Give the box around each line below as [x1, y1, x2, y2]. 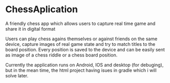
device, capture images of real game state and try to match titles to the [5, 41, 156, 47]
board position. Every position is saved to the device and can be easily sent [5, 46, 165, 52]
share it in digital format [5, 25, 55, 32]
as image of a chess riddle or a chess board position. [5, 52, 118, 58]
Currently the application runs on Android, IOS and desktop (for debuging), [5, 62, 164, 68]
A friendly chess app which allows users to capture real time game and [5, 20, 156, 26]
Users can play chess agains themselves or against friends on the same [5, 36, 158, 42]
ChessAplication [5, 4, 78, 15]
